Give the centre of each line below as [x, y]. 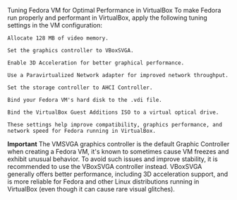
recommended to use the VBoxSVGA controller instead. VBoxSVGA [105, 166]
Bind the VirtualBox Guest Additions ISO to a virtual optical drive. [113, 112]
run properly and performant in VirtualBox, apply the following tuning [108, 18]
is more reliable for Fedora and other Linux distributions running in [103, 182]
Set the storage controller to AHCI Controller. [80, 88]
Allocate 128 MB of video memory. [58, 38]
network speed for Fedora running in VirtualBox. [82, 131]
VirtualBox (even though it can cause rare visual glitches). [91, 189]
